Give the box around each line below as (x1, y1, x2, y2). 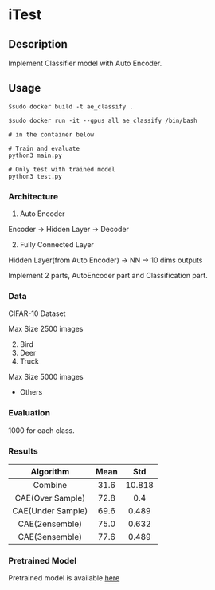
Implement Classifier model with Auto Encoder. (8, 58, 162, 68)
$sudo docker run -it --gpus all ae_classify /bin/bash (8, 116, 197, 124)
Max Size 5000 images (8, 372, 84, 382)
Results (8, 445, 38, 456)
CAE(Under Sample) (12, 505, 88, 516)
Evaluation (8, 407, 50, 419)
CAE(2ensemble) (18, 518, 83, 529)
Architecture (8, 191, 59, 202)
